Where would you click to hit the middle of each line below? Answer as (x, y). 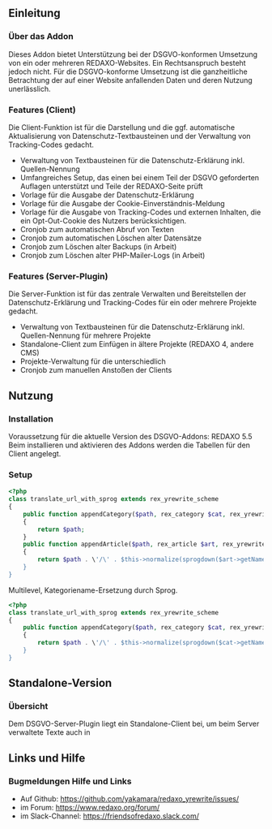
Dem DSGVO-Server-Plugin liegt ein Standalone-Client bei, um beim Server (134, 724)
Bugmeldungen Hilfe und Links (70, 781)
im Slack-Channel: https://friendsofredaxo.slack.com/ (110, 816)
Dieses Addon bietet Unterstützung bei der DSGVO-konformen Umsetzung (133, 54)
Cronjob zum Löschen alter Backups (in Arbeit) (98, 246)
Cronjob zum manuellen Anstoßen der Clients (96, 370)
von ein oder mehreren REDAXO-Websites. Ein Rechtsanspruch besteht (127, 63)
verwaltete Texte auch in (49, 732)
